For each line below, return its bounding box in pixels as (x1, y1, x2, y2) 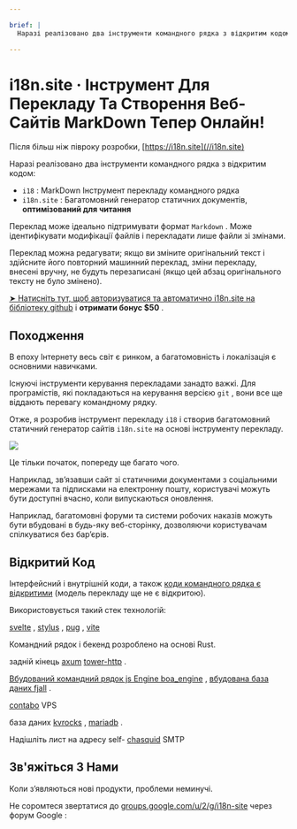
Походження (9, 328, 85, 343)
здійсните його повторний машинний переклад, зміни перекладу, (9, 257, 258, 268)
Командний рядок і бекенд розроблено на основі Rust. (9, 639, 217, 650)
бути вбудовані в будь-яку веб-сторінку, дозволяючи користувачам (9, 519, 268, 531)
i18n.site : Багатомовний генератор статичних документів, (21, 195, 247, 205)
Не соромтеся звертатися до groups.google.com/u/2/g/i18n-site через (9, 800, 272, 810)
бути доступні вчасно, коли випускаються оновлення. (9, 493, 214, 504)
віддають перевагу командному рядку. (9, 397, 157, 408)
